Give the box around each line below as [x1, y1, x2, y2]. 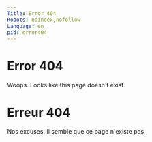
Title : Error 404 [7, 10, 57, 17]
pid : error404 [7, 29, 48, 36]
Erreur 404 [7, 105, 71, 120]
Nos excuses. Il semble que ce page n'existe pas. [7, 128, 146, 136]
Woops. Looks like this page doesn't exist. [7, 81, 125, 89]
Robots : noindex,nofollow [7, 16, 80, 23]
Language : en [7, 23, 44, 29]
